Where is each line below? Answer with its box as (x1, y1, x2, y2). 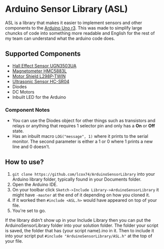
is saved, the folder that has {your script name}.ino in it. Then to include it (5, 227, 154, 233)
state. (12, 128, 24, 134)
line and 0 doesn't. (12, 144, 50, 150)
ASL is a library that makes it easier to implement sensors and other (5, 20, 142, 26)
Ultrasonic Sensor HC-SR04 (12, 78, 70, 84)
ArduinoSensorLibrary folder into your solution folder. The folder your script (5, 222, 159, 228)
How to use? (5, 158, 44, 166)
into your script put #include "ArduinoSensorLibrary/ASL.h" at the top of (5, 233, 153, 239)
